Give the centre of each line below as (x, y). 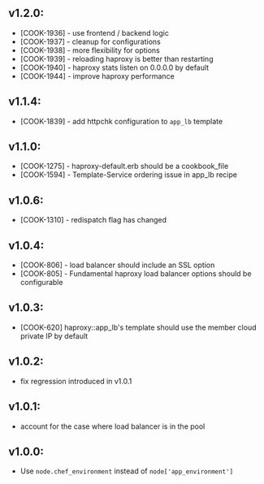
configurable (41, 283)
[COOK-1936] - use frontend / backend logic (94, 32)
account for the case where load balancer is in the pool (113, 426)
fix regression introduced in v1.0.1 (76, 381)
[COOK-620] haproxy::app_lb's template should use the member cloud (138, 327)
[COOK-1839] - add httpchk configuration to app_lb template (121, 121)
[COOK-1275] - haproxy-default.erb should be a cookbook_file (124, 166)
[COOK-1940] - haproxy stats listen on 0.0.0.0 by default (115, 67)
